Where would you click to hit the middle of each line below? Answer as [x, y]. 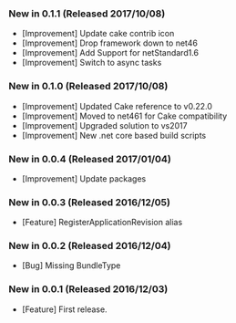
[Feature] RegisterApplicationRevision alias [102, 223]
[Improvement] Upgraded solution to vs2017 [104, 125]
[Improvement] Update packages [84, 178]
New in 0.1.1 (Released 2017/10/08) [87, 14]
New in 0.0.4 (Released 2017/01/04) [90, 159]
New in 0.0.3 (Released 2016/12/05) [89, 202]
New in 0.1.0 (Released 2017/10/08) [88, 87]
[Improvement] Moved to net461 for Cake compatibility [124, 116]
